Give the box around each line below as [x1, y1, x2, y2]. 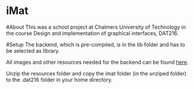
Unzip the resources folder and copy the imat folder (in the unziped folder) [6, 70, 187, 77]
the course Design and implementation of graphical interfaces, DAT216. [6, 29, 179, 36]
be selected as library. [6, 47, 60, 54]
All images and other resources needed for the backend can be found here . [6, 59, 189, 66]
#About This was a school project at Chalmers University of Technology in [6, 23, 186, 30]
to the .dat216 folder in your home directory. [6, 76, 113, 83]
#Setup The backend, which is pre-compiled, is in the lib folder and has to [6, 41, 185, 48]
